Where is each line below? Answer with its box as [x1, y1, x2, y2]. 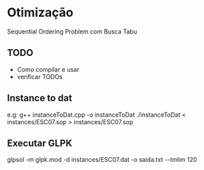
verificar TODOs [16, 72, 63, 81]
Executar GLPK [7, 137, 73, 149]
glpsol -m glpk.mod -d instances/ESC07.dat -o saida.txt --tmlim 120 [7, 156, 198, 164]
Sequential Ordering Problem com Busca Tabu [7, 27, 138, 36]
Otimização [7, 5, 74, 20]
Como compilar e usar [16, 65, 80, 73]
